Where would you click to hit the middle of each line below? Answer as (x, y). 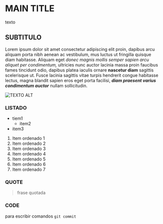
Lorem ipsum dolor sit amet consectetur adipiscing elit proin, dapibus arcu (80, 49)
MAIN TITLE (30, 9)
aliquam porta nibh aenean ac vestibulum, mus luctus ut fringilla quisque (78, 54)
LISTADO (16, 108)
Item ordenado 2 (29, 144)
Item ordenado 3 (29, 149)
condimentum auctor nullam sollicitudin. (46, 86)
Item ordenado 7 (29, 170)
